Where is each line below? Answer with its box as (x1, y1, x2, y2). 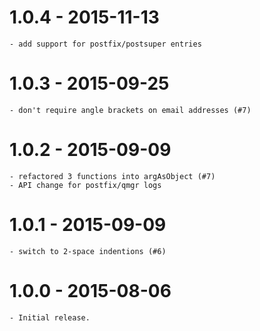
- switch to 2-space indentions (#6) (9, 246, 167, 256)
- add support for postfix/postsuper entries (9, 39, 202, 49)
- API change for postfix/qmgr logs (9, 180, 162, 190)
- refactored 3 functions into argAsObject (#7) (9, 171, 216, 181)
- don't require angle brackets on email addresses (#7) (9, 105, 252, 115)
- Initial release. (9, 312, 91, 323)
